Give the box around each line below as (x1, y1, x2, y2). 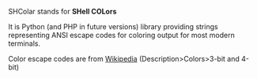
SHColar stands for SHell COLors (8, 7, 117, 16)
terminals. (8, 39, 41, 48)
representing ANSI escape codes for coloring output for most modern (8, 31, 235, 39)
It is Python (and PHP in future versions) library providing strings (8, 22, 219, 31)
